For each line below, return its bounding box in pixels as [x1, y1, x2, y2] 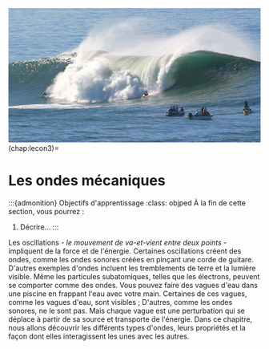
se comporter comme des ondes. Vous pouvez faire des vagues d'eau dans [8, 280, 259, 290]
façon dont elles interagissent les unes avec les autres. [8, 331, 190, 341]
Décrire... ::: [19, 221, 59, 232]
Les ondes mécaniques [8, 171, 166, 189]
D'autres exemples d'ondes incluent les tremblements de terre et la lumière [8, 263, 256, 273]
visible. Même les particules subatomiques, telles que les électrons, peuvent [8, 271, 260, 281]
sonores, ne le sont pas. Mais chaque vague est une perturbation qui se [8, 306, 246, 315]
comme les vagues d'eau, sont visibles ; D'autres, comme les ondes [8, 297, 233, 306]
